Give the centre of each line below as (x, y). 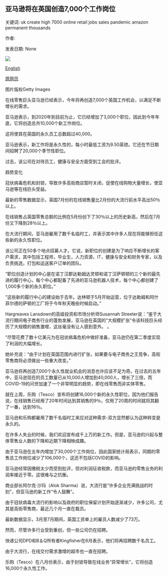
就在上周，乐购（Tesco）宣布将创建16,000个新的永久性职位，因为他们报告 (82, 394)
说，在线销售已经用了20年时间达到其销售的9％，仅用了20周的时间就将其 (80, 400)
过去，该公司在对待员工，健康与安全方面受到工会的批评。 (64, 161)
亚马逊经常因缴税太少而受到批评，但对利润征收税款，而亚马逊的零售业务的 (82, 468)
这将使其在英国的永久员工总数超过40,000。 (50, 134)
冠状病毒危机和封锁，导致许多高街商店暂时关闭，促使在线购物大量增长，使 (82, 183)
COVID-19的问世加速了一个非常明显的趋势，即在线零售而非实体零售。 (77, 384)
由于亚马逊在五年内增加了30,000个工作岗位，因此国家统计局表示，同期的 (80, 451)
